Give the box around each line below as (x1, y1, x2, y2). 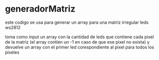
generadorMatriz (5, 3, 76, 15)
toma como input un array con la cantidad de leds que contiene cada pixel (5, 34, 154, 40)
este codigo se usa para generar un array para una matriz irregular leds (5, 19, 149, 25)
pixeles (5, 49, 20, 55)
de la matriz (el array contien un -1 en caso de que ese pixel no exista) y (5, 39, 150, 45)
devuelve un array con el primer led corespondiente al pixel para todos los (5, 44, 155, 50)
